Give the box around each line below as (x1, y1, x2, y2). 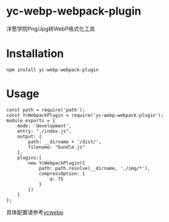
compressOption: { (38, 170, 85, 177)
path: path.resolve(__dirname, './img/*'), (38, 165, 150, 171)
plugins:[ (17, 155, 42, 161)
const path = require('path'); (6, 107, 85, 113)
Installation (6, 47, 64, 61)
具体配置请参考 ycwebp (6, 208, 64, 216)
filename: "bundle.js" (28, 144, 85, 150)
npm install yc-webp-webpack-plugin (6, 67, 99, 73)
